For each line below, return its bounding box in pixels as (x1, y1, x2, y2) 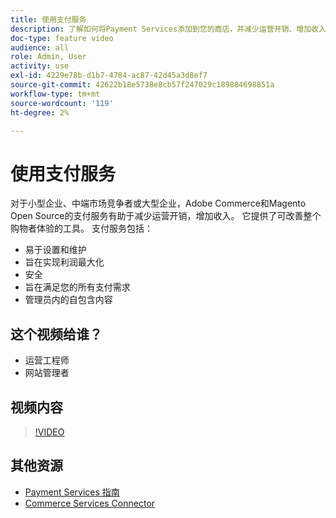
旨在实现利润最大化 (24, 256, 105, 268)
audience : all (10, 42, 70, 53)
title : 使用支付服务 (10, 14, 87, 25)
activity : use (10, 61, 70, 71)
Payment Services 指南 (24, 486, 120, 498)
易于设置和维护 (24, 244, 87, 256)
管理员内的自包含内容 (24, 294, 113, 306)
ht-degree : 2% (10, 107, 70, 118)
